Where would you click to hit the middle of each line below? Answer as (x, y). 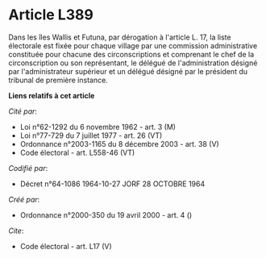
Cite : (16, 231)
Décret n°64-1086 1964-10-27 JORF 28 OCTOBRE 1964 (112, 184)
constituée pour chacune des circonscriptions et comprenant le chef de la (131, 54)
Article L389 (51, 15)
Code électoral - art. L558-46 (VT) (77, 152)
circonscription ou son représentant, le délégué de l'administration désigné (133, 63)
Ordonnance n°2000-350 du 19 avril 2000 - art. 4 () (106, 214)
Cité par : (23, 111)
